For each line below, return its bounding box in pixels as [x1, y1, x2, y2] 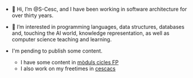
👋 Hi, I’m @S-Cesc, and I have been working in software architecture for [11, 6, 187, 12]
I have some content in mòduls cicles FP [20, 59, 119, 66]
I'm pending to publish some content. [11, 47, 103, 54]
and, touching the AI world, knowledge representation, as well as [11, 30, 170, 37]
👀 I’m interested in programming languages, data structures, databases [11, 24, 185, 30]
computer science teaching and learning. [11, 36, 112, 43]
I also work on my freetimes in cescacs [20, 65, 116, 72]
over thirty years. [11, 12, 54, 19]
